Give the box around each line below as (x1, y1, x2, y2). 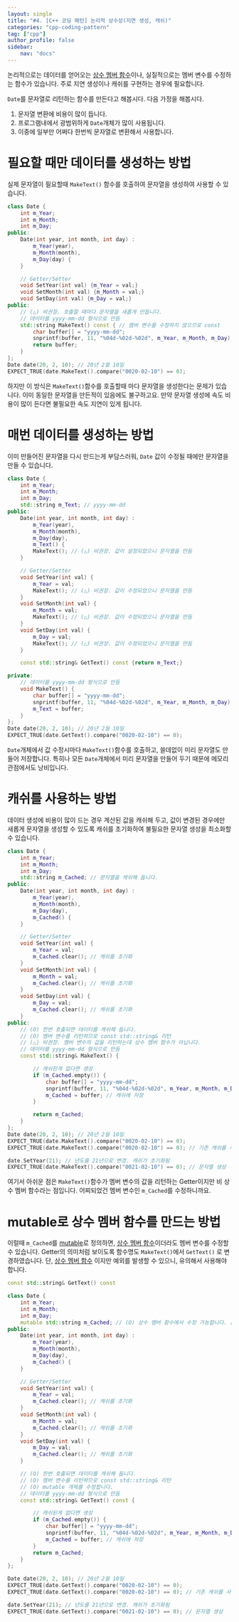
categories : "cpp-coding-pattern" (7, 23, 110, 31)
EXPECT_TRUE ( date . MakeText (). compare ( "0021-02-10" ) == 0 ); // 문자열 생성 (7, 1164, 226, 1171)
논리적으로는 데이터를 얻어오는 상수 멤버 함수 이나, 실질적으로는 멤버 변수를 (7, 70, 213, 79)
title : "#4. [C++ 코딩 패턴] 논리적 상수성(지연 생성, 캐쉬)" (7, 17, 172, 24)
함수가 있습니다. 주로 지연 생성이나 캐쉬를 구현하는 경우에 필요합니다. (14, 79, 205, 88)
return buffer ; (33, 341, 78, 349)
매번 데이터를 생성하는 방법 (7, 427, 154, 443)
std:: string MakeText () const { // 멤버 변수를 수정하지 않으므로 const (20, 322, 221, 329)
